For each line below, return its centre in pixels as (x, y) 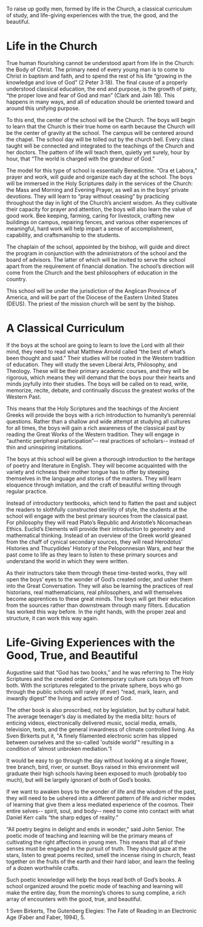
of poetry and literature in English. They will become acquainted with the (97, 465)
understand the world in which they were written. (68, 561)
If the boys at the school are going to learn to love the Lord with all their (95, 345)
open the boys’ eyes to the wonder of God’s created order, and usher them (99, 579)
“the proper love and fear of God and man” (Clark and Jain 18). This (91, 95)
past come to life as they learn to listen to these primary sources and (92, 555)
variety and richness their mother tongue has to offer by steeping (88, 472)
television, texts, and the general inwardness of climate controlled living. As (101, 729)
